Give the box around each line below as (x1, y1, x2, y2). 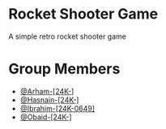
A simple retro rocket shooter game (8, 31, 127, 41)
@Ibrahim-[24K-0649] (19, 103, 96, 113)
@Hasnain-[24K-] (19, 94, 79, 105)
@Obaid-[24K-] (19, 112, 72, 122)
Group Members (8, 60, 121, 78)
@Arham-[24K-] (19, 86, 74, 96)
